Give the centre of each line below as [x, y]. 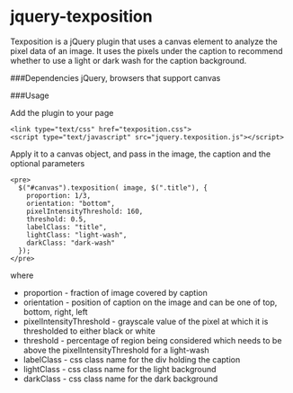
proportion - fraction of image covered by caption [115, 292]
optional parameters [48, 163]
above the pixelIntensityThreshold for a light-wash [116, 350]
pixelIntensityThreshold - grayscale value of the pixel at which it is [146, 321]
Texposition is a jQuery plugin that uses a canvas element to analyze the [144, 41]
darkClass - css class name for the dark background [120, 379]
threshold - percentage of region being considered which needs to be [152, 340]
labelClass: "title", [67, 227]
